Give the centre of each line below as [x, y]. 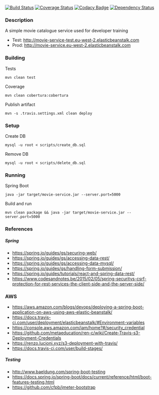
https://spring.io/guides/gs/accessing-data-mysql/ [63, 263]
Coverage [15, 86]
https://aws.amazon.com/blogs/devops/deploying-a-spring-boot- [78, 307]
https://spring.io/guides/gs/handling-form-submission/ [67, 269]
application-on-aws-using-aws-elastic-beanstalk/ [62, 312]
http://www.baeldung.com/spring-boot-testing [59, 372]
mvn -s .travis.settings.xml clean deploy [49, 113]
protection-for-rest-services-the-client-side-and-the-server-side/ [78, 284]
